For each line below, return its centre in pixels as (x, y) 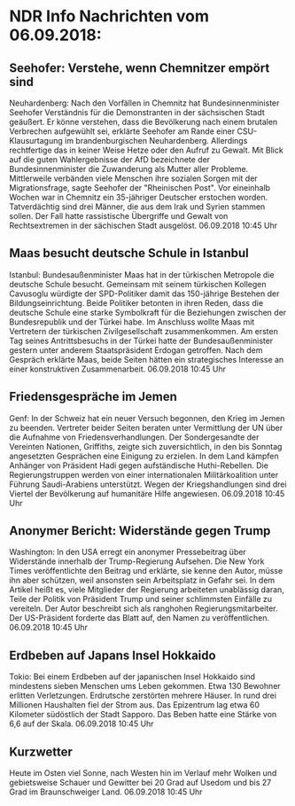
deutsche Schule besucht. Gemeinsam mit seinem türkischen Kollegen (138, 284)
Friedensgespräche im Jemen (93, 397)
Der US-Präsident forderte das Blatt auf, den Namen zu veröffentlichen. (140, 618)
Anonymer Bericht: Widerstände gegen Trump (140, 531)
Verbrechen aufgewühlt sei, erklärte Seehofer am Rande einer (122, 131)
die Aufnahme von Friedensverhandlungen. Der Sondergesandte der (134, 437)
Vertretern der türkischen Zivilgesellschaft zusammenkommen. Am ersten (144, 331)
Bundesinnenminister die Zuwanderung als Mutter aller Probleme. (129, 169)
